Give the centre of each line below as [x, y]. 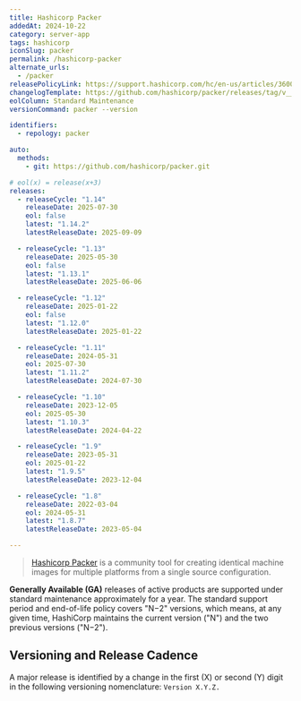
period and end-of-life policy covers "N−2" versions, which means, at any [146, 608]
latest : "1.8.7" [56, 521]
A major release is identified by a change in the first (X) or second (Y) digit [146, 677]
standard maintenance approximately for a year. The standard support [139, 599]
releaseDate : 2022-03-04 [72, 504]
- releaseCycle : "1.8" [60, 496]
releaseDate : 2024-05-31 [72, 356]
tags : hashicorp [39, 43]
